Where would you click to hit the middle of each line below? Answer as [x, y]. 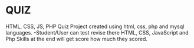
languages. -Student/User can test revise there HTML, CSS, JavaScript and [97, 32]
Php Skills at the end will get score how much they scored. [77, 39]
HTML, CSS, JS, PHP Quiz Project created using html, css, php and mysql [95, 26]
